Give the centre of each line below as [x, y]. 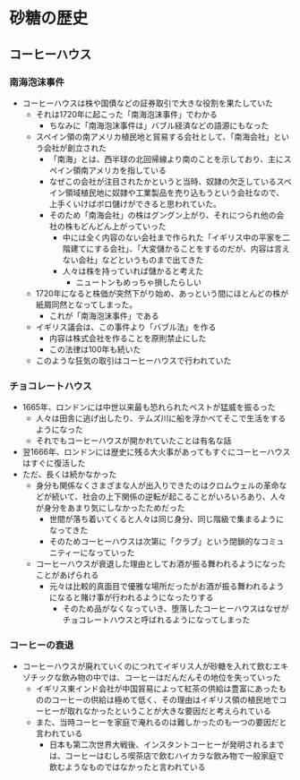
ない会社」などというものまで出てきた [133, 260]
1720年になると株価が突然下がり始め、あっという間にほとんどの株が [162, 293]
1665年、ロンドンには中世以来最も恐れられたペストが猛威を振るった [149, 407]
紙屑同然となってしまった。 [86, 304]
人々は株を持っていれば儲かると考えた [133, 270]
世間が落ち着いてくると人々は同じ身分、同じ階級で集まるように [167, 519]
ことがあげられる [67, 575]
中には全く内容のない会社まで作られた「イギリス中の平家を [172, 237]
